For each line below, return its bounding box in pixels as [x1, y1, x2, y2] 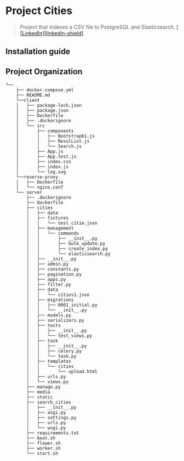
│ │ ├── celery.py [26, 348, 82, 355]
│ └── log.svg [16, 169, 66, 175]
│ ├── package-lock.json [16, 102, 82, 109]
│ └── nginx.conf [16, 184, 64, 191]
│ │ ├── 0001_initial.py [26, 302, 98, 308]
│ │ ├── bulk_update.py [26, 241, 106, 247]
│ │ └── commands [26, 230, 80, 236]
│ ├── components [16, 128, 74, 134]
